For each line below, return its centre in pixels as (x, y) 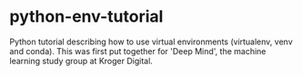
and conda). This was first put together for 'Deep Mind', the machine (138, 51)
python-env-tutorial (86, 17)
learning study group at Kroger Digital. (81, 61)
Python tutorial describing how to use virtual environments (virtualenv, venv (151, 42)
